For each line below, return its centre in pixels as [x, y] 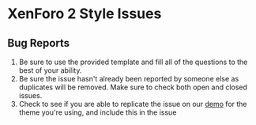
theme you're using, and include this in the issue [98, 112]
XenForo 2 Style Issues [85, 14]
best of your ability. [50, 70]
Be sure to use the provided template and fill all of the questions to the [133, 62]
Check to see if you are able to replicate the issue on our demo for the [133, 104]
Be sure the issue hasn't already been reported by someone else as [129, 79]
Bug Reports [39, 43]
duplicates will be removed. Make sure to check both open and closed [133, 87]
